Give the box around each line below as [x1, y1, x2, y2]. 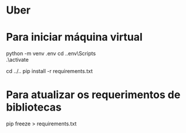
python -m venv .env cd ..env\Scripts [6, 50, 96, 57]
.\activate [6, 56, 29, 64]
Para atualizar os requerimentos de [6, 88, 181, 102]
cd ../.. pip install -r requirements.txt [6, 68, 93, 75]
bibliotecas [6, 101, 62, 114]
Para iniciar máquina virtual [6, 31, 143, 44]
